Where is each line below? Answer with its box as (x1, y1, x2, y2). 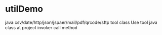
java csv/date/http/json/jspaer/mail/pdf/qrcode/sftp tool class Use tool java (5, 19, 158, 25)
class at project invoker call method (5, 24, 78, 30)
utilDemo (5, 3, 43, 15)
